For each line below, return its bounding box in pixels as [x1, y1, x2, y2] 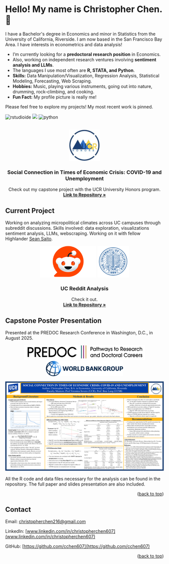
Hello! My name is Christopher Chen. [5, 4, 162, 15]
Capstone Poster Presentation [5, 316, 102, 325]
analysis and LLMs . [12, 62, 54, 68]
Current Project [5, 206, 55, 215]
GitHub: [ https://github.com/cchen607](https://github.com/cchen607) [5, 543, 150, 549]
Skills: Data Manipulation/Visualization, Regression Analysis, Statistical [12, 72, 159, 78]
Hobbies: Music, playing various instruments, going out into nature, [12, 83, 152, 89]
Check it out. [71, 297, 98, 303]
